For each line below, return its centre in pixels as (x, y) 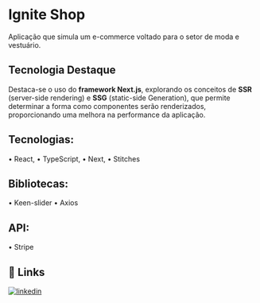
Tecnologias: (41, 140)
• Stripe (21, 247)
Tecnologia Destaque (62, 70)
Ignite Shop (47, 15)
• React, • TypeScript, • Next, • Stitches (74, 159)
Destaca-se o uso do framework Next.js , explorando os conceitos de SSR (130, 89)
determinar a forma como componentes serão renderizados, (107, 106)
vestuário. (25, 45)
